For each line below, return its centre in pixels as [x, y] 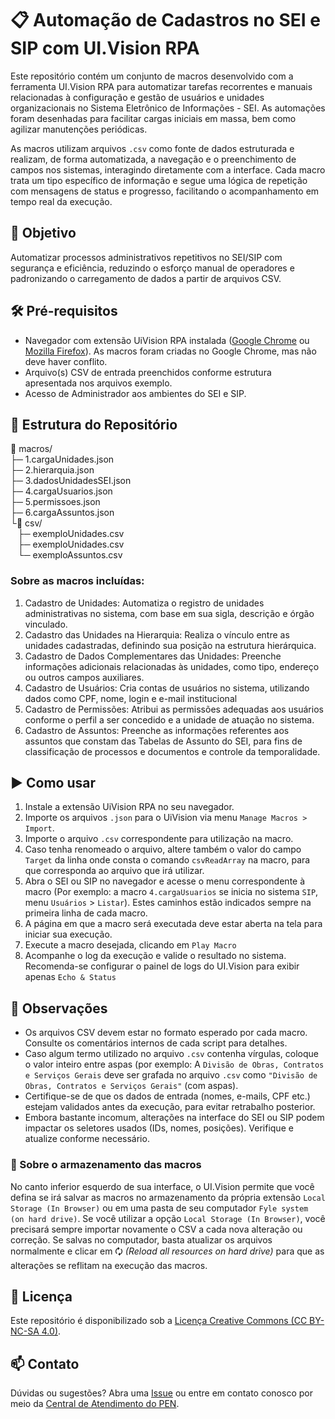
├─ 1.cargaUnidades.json [62, 459]
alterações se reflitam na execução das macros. [109, 1265]
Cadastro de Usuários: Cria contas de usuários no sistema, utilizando [167, 688]
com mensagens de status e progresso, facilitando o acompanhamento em [165, 191]
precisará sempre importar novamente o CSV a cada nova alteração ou [156, 1229]
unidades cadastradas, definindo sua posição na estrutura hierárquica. [170, 645]
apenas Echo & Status [70, 977]
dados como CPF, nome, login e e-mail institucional [131, 698]
